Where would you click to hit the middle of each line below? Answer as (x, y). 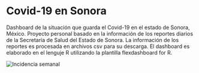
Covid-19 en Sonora (56, 11)
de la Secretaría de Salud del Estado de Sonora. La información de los (93, 40)
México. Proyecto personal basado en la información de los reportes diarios (100, 33)
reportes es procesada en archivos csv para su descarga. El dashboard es (98, 46)
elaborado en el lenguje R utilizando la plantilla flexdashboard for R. (89, 52)
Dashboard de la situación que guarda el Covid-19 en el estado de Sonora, (98, 27)
